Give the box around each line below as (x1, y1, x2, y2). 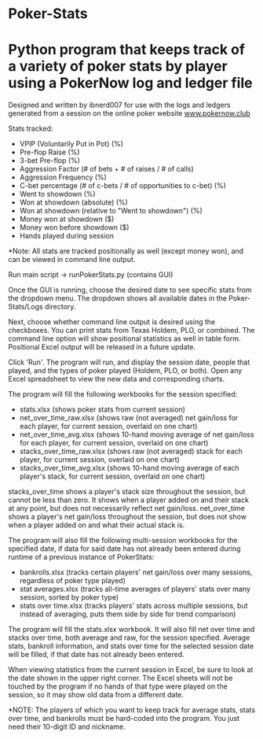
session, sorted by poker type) (19, 593, 119, 602)
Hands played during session (19, 231, 114, 241)
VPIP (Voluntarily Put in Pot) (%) (19, 139, 124, 149)
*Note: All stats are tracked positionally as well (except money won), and (8, 246, 244, 256)
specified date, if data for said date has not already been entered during (8, 544, 241, 553)
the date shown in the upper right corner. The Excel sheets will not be (8, 674, 233, 683)
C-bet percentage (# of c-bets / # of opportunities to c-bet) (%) (19, 181, 226, 190)
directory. (44, 302, 76, 312)
